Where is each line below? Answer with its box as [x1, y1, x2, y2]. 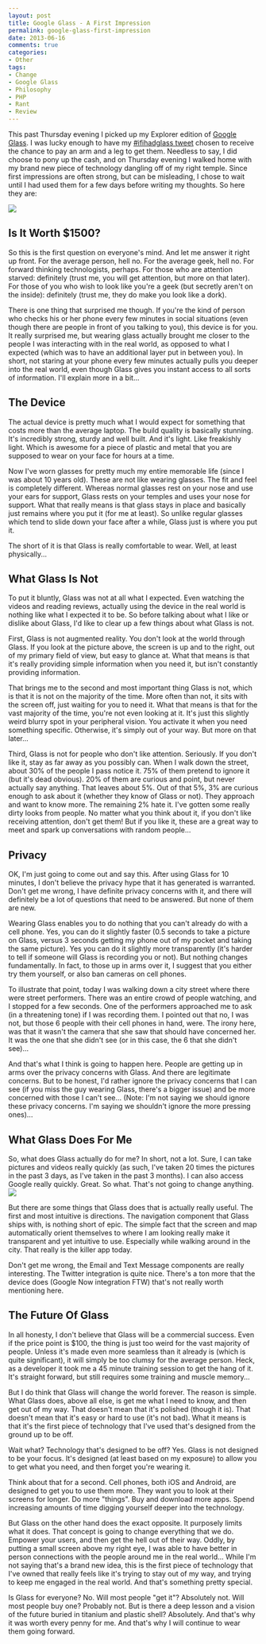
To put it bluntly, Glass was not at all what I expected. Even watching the [8, 593, 245, 603]
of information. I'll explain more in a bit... [8, 373, 140, 382]
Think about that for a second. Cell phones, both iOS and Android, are [8, 1477, 237, 1487]
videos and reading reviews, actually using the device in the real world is [8, 602, 246, 611]
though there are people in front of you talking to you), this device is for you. [8, 322, 258, 332]
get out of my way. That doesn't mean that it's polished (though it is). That [8, 1404, 251, 1413]
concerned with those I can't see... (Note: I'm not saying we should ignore [8, 1093, 250, 1103]
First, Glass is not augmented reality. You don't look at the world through [8, 634, 245, 644]
